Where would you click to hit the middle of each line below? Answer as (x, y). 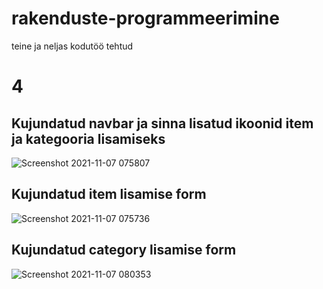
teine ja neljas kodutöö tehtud (72, 46)
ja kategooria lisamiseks (88, 138)
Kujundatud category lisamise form (124, 250)
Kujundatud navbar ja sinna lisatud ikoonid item (162, 123)
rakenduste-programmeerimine (145, 18)
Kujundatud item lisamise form (109, 194)
